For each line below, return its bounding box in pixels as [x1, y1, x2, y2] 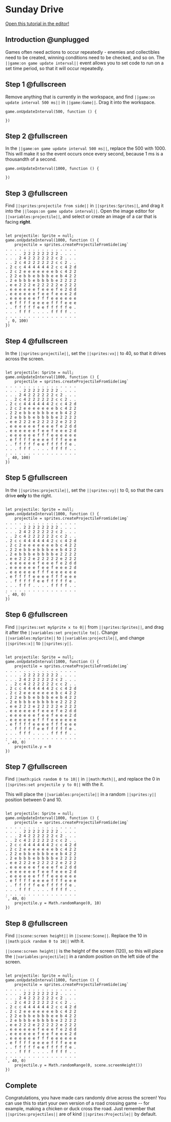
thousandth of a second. [5, 156, 57, 162]
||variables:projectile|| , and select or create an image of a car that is [5, 213, 157, 219]
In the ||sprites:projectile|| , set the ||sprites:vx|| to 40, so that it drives [5, 350, 166, 356]
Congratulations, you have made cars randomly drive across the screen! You [5, 1095, 166, 1101]
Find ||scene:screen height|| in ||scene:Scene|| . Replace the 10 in [5, 933, 147, 939]
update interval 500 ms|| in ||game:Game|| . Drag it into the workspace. [5, 99, 156, 105]
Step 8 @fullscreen [5, 919, 68, 928]
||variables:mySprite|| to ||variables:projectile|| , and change [5, 634, 144, 641]
